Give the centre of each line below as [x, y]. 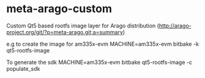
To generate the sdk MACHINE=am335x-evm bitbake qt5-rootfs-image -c [99, 62]
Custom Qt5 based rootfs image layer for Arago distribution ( [83, 26]
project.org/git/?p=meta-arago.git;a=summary [65, 32]
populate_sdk [23, 68]
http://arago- [175, 26]
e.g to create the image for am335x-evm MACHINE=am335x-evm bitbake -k [102, 44]
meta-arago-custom [59, 9]
